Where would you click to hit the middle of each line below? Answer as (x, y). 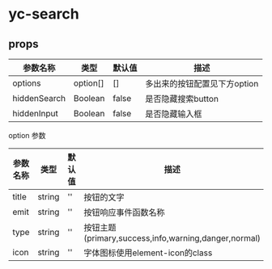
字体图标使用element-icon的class (148, 253)
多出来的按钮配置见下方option (202, 84)
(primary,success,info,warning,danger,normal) (172, 238)
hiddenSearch (39, 98)
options (27, 83)
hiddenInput (35, 113)
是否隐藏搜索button (182, 99)
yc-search (44, 14)
